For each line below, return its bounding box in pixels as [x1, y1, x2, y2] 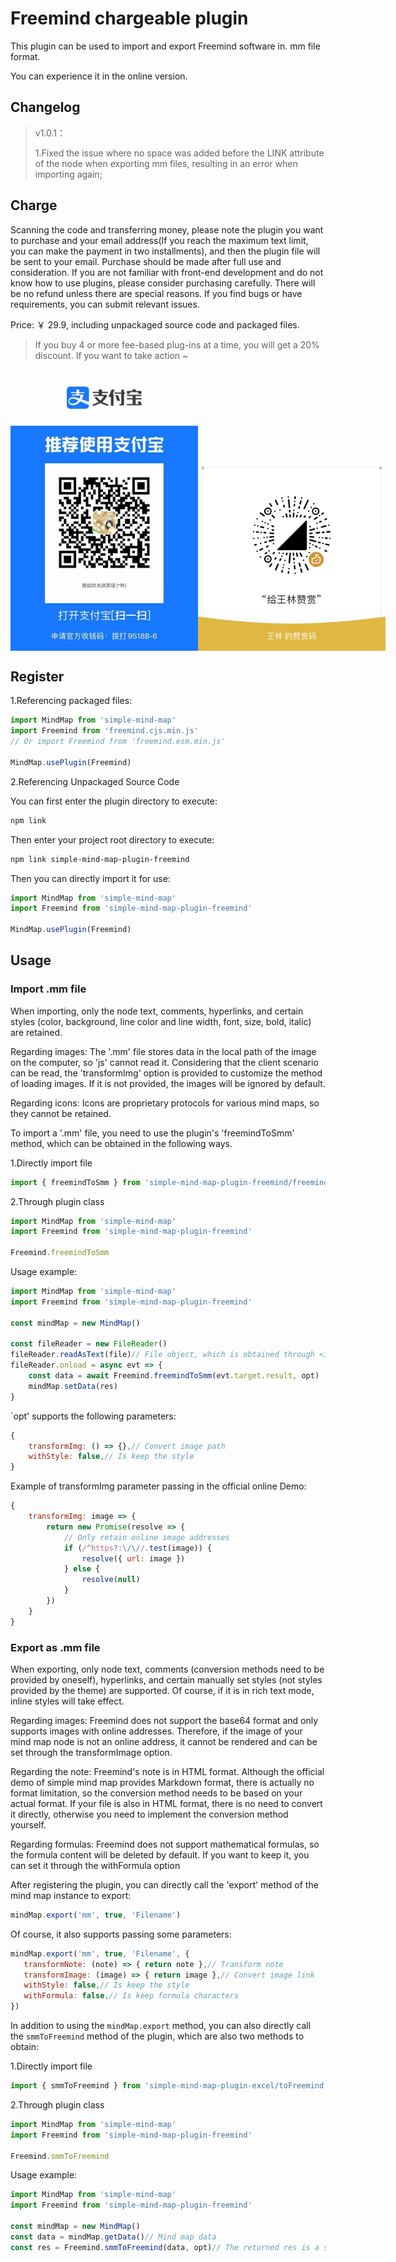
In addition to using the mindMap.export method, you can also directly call [10, 2020, 312, 2032]
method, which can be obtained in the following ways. [10, 1137, 233, 1149]
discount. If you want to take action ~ [34, 349, 189, 361]
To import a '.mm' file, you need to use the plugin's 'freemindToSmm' [10, 1127, 295, 1139]
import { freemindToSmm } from [10, 1177, 141, 1187]
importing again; [34, 168, 103, 180]
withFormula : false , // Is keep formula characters [23, 1991, 240, 2001]
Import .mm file [10, 982, 87, 996]
